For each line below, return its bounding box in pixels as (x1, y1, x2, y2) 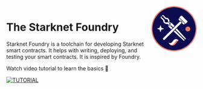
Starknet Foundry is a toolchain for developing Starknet (6, 40, 144, 48)
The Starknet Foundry (6, 20, 119, 34)
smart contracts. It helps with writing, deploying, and (6, 46, 138, 54)
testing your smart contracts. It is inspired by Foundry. (6, 53, 141, 60)
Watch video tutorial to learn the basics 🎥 (6, 64, 109, 72)
